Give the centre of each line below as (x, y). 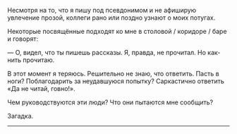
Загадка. (20, 116)
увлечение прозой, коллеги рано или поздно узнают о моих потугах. (111, 18)
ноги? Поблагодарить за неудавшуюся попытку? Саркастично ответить (116, 81)
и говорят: (23, 39)
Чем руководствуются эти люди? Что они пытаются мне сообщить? (110, 102)
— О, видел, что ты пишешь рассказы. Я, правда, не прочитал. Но (107, 53)
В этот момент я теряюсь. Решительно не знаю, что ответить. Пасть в (114, 74)
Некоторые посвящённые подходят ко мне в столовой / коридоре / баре (117, 31)
